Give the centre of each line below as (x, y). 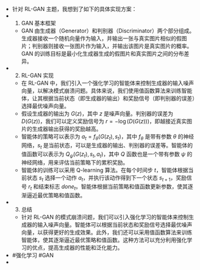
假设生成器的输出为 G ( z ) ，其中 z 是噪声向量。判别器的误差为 (97, 114)
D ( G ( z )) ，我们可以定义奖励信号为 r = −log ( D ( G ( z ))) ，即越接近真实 (104, 121)
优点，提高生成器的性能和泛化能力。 (77, 247)
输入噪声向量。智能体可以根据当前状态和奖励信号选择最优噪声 (115, 224)
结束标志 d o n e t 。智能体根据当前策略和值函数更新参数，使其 (113, 187)
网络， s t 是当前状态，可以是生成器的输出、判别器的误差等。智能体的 (107, 146)
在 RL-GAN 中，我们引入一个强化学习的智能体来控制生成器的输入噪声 (107, 83)
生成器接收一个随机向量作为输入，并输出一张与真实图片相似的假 (101, 38)
